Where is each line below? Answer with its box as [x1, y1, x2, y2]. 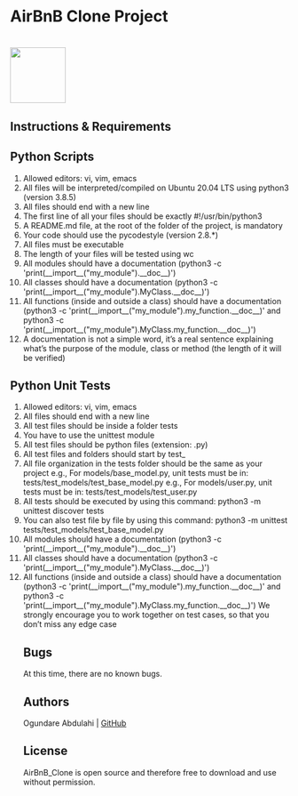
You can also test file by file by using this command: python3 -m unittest [22, 515, 288, 526]
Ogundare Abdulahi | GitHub [22, 718, 127, 728]
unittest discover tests [22, 505, 105, 517]
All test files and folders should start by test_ [22, 449, 185, 460]
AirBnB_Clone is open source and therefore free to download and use [22, 767, 278, 777]
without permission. [22, 776, 96, 787]
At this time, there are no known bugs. [22, 669, 163, 679]
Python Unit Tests [10, 378, 112, 393]
